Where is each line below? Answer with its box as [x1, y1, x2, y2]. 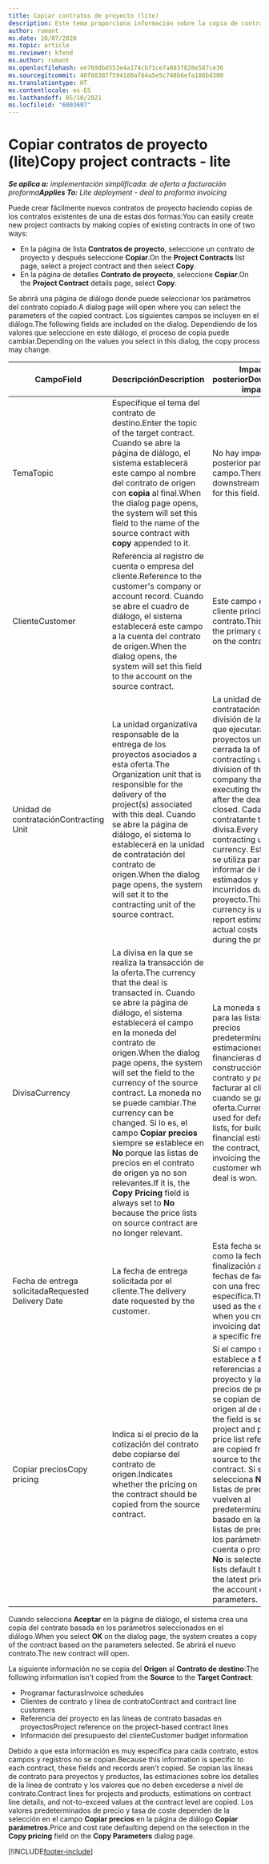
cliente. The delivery [111, 1286, 187, 1297]
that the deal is [111, 977, 168, 988]
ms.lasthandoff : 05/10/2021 [8, 94, 102, 102]
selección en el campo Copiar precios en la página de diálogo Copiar [8, 1814, 239, 1824]
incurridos [211, 884, 251, 896]
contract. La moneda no [111, 1087, 202, 1098]
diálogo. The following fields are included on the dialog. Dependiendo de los [8, 320, 258, 329]
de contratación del [111, 849, 186, 860]
